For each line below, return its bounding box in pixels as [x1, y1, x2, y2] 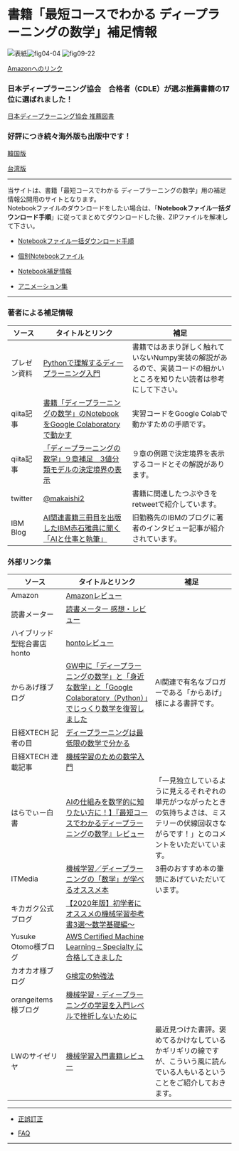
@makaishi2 [43, 493, 85, 503]
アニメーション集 [17, 282, 68, 290]
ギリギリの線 [162, 1046, 206, 1056]
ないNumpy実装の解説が [139, 353, 221, 363]
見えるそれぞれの [169, 786, 226, 796]
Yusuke [11, 932, 36, 942]
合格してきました [65, 953, 123, 963]
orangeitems [11, 995, 53, 1005]
